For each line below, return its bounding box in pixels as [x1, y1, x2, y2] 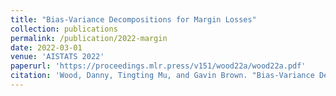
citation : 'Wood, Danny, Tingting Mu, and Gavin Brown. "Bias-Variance [10, 71, 315, 81]
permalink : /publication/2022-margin [10, 33, 168, 43]
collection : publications [10, 24, 118, 34]
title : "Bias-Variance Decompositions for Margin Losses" [10, 14, 257, 25]
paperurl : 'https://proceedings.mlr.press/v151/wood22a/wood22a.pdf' [10, 61, 307, 71]
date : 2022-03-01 [10, 42, 83, 53]
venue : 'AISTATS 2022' [10, 52, 105, 62]
